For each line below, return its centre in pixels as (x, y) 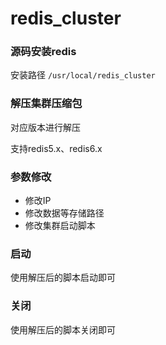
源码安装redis (43, 52)
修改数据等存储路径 (64, 213)
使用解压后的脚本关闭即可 (63, 329)
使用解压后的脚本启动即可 (63, 278)
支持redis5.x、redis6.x (56, 148)
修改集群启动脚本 (60, 226)
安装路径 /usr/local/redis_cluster (83, 75)
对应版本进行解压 (45, 127)
